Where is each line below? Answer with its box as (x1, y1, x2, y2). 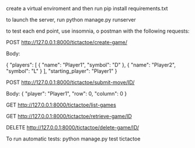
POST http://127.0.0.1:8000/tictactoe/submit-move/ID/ (6, 79, 135, 86)
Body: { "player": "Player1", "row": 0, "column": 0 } (6, 90, 127, 97)
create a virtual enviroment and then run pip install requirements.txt (6, 5, 168, 12)
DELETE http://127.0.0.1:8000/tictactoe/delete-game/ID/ (6, 124, 139, 131)
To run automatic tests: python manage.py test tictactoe (6, 135, 141, 142)
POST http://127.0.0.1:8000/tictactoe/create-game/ (6, 39, 127, 45)
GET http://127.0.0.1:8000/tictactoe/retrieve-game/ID (6, 113, 133, 119)
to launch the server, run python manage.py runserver (6, 16, 136, 23)
